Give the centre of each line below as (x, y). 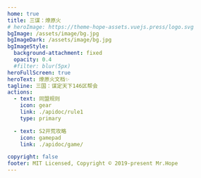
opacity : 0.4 (33, 60)
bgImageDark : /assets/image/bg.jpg (60, 40)
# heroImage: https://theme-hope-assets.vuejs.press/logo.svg (100, 27)
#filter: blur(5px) (42, 66)
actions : (20, 92)
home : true (23, 14)
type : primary (41, 118)
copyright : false (33, 157)
